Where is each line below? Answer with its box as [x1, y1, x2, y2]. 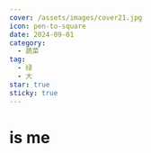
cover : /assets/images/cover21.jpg [9, 13, 143, 22]
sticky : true [9, 88, 58, 97]
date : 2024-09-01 [9, 30, 75, 39]
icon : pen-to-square [9, 22, 87, 31]
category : [9, 38, 47, 48]
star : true [9, 80, 50, 89]
